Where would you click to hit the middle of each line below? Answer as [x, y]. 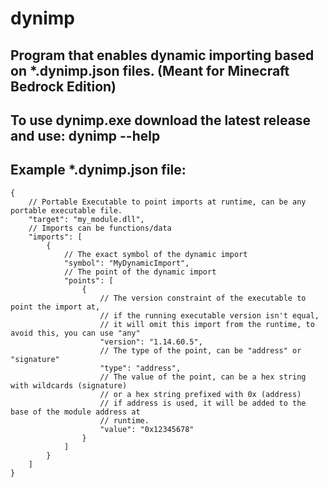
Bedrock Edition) [63, 86]
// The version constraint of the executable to [203, 298]
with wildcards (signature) [69, 385]
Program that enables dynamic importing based [162, 55]
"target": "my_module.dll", [86, 219]
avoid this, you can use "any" [75, 333]
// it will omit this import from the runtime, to [207, 324]
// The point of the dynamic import [140, 272]
